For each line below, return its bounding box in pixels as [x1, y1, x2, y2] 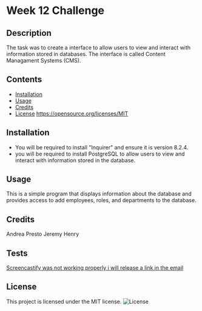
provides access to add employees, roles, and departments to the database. [6, 197, 197, 204]
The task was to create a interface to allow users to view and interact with [6, 44, 191, 51]
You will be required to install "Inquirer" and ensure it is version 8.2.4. [15, 143, 189, 151]
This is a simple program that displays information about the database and [6, 190, 192, 197]
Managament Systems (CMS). [6, 57, 81, 64]
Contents [6, 74, 42, 85]
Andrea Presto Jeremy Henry [6, 230, 79, 238]
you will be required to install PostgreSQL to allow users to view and [15, 150, 185, 157]
